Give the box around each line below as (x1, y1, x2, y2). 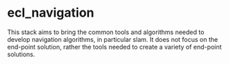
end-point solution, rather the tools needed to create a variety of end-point (7, 42, 222, 51)
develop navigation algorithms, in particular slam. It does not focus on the (7, 35, 218, 43)
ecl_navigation (7, 5, 95, 21)
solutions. (7, 50, 35, 58)
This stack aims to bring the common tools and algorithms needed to (7, 28, 205, 36)
